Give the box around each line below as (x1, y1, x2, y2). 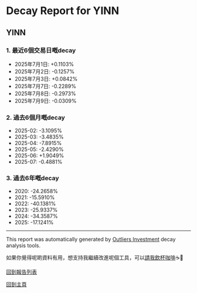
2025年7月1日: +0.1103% (14, 60, 74, 68)
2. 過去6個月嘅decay (6, 113, 66, 122)
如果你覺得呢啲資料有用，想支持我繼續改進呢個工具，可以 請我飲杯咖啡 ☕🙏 (6, 254, 184, 261)
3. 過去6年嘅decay (6, 174, 60, 183)
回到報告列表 (6, 268, 37, 275)
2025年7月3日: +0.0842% (14, 75, 78, 82)
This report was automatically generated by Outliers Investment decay (6, 236, 176, 243)
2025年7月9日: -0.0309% (14, 97, 77, 104)
